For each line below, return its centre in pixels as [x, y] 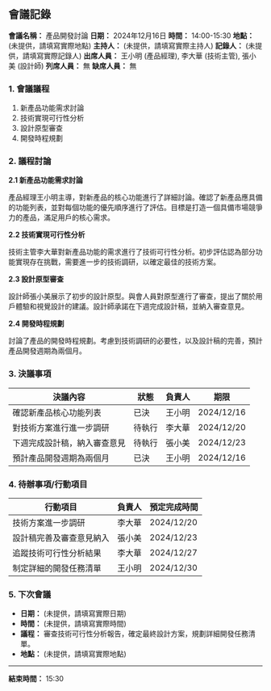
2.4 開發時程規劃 [36, 324]
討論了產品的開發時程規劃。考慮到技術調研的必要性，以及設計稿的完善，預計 [135, 341]
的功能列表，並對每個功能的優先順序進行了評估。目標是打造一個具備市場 [128, 208]
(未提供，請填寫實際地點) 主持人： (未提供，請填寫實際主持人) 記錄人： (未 [132, 45]
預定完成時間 [174, 507]
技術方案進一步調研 [49, 522]
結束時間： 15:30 [36, 679]
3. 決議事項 [30, 374]
